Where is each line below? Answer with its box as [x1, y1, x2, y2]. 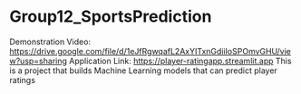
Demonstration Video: [9, 36, 92, 47]
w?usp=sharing [9, 55, 68, 66]
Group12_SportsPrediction [9, 6, 212, 27]
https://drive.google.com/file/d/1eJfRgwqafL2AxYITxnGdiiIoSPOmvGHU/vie [9, 45, 292, 56]
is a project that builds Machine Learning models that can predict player [9, 65, 278, 76]
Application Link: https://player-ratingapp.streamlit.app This [69, 55, 292, 66]
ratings [9, 74, 36, 85]
